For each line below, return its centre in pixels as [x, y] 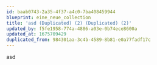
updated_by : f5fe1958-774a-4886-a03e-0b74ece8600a [72, 29]
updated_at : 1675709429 [37, 34]
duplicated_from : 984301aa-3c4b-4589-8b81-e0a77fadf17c [78, 40]
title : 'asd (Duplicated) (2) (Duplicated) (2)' [69, 23]
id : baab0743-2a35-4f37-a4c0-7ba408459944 [61, 12]
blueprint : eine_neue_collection [49, 17]
